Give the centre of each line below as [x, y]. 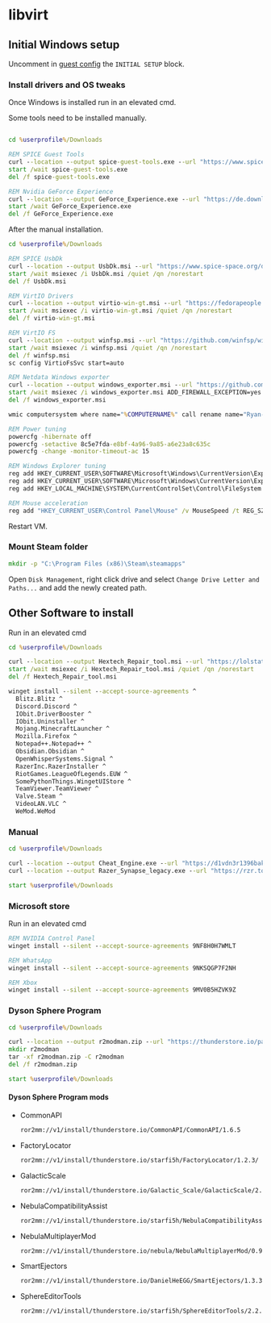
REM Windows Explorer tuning [57, 466]
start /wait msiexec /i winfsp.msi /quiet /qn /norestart [108, 348]
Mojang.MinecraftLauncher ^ [63, 729]
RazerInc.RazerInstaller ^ [61, 766]
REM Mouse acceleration [48, 503]
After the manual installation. [56, 230]
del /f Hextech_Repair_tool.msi [63, 677]
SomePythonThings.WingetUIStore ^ [73, 781]
